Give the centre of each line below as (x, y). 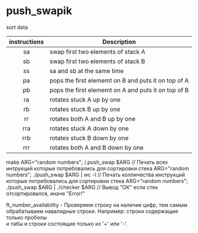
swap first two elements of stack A (97, 51)
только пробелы (27, 217)
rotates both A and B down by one (96, 147)
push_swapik (39, 11)
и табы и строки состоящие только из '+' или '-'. (67, 224)
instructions (27, 41)
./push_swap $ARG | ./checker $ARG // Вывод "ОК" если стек (82, 187)
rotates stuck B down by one (89, 138)
